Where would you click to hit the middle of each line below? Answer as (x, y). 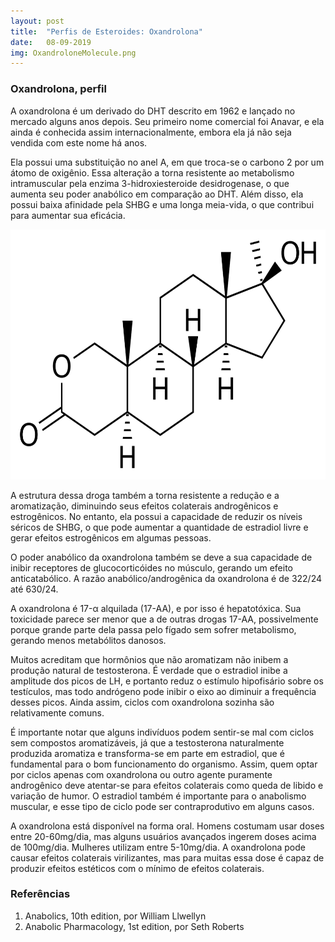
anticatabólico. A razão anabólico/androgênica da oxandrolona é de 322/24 (166, 578)
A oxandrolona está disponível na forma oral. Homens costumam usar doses (167, 826)
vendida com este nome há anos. (79, 142)
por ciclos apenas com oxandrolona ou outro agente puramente (141, 774)
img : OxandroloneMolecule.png (73, 53)
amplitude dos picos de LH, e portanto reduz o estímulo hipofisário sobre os (167, 681)
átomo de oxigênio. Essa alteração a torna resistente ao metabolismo (152, 172)
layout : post (37, 21)
